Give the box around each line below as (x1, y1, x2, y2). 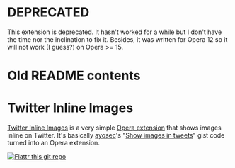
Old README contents (7, 68, 141, 84)
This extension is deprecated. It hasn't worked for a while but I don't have (7, 28, 222, 36)
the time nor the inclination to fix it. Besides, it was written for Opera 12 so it (7, 35, 228, 43)
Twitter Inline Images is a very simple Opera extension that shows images (7, 123, 222, 132)
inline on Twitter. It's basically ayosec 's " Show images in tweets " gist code (7, 131, 225, 140)
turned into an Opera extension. (7, 139, 101, 147)
